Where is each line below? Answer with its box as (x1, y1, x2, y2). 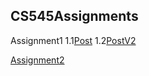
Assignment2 (10, 54, 65, 66)
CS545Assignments (10, 8, 139, 25)
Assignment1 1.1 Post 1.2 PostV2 (10, 34, 137, 46)
